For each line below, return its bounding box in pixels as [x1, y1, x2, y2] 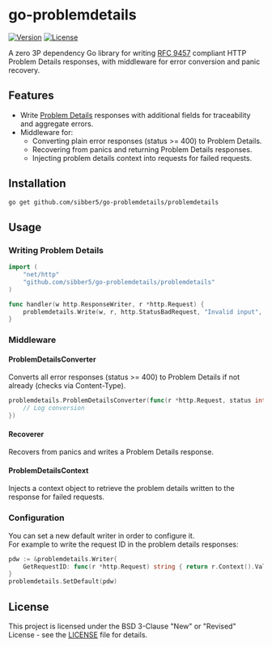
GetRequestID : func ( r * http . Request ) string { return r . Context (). [23, 562, 256, 571]
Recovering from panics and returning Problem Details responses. [32, 144, 253, 154]
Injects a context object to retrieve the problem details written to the [8, 484, 235, 493]
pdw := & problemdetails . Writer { [8, 555, 117, 563]
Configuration [8, 512, 65, 523]
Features [8, 89, 54, 103]
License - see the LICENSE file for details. [8, 630, 148, 640]
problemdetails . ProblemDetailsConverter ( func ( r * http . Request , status [8, 396, 252, 405]
